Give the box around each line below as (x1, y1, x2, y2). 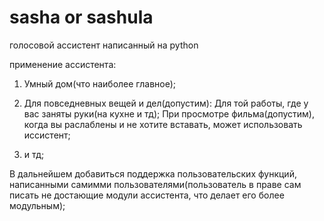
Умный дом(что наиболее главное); (23, 77, 177, 90)
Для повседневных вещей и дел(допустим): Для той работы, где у (23, 97, 309, 109)
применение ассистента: (9, 58, 117, 70)
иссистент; (23, 129, 71, 141)
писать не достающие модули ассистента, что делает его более (9, 189, 285, 201)
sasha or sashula (9, 6, 154, 29)
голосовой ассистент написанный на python (9, 39, 199, 51)
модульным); (9, 199, 66, 211)
